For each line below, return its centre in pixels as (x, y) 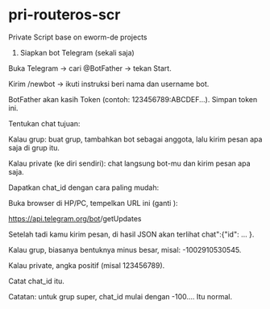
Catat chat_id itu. (36, 281)
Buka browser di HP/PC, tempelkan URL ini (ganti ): (93, 203)
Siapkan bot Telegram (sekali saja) (77, 52)
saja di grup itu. (34, 147)
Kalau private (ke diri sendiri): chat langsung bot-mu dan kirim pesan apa (130, 163)
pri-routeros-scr (64, 15)
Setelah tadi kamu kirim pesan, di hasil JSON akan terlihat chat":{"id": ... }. (131, 234)
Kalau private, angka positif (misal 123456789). (87, 265)
